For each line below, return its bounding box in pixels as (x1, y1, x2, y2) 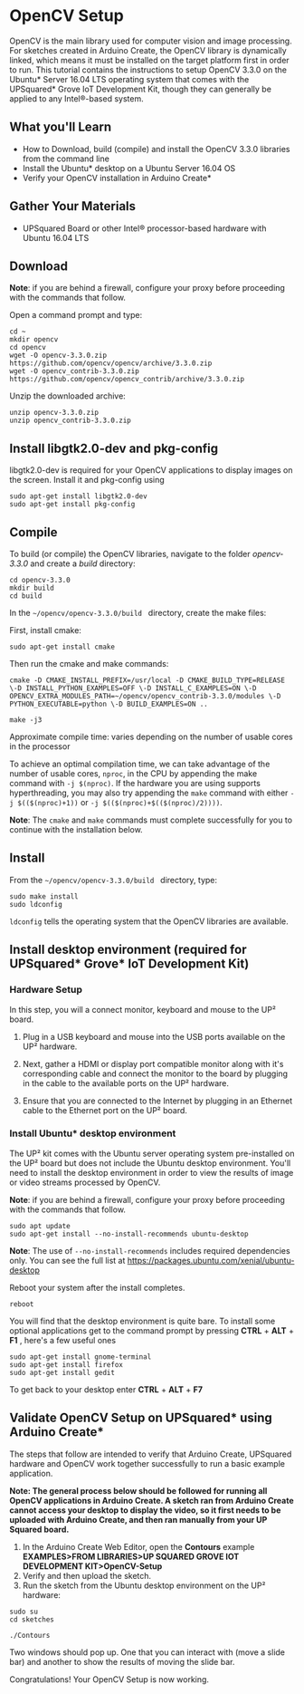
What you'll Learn (9, 120, 111, 135)
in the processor (9, 741, 71, 752)
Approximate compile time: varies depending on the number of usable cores (9, 731, 293, 742)
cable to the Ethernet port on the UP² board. (22, 1104, 188, 1115)
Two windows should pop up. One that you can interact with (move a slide (9, 1646, 286, 1658)
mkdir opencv (9, 335, 59, 344)
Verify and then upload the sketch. (22, 1570, 152, 1581)
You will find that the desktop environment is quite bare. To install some (9, 1315, 276, 1326)
